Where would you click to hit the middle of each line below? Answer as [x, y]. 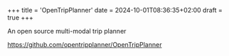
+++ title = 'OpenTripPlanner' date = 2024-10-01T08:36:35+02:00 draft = [115, 10]
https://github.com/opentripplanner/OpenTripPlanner [85, 44]
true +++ [21, 17]
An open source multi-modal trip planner [67, 31]
